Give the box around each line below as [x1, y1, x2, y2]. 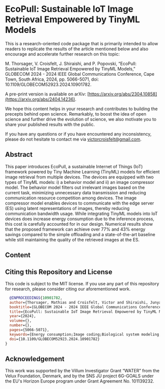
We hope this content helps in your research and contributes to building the [5, 106, 158, 112]
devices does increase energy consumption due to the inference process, [5, 215, 155, 222]
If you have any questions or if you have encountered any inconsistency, [5, 131, 152, 137]
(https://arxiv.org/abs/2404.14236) [5, 96, 75, 102]
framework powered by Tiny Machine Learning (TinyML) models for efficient [5, 169, 160, 175]
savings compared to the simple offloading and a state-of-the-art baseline [5, 231, 156, 237]
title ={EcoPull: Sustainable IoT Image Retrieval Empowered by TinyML [9, 309, 157, 314]
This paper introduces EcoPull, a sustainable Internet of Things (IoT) [5, 163, 143, 169]
